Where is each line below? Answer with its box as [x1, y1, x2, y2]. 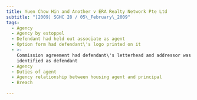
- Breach [11, 80, 33, 86]
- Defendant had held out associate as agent [11, 36, 126, 42]
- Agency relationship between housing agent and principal [11, 74, 162, 80]
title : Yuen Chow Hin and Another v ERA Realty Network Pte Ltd [6, 8, 168, 15]
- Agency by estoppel [11, 31, 65, 36]
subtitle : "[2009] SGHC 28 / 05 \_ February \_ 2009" [6, 14, 131, 20]
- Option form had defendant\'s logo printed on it [11, 42, 142, 48]
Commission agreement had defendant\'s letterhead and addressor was [17, 52, 192, 58]
